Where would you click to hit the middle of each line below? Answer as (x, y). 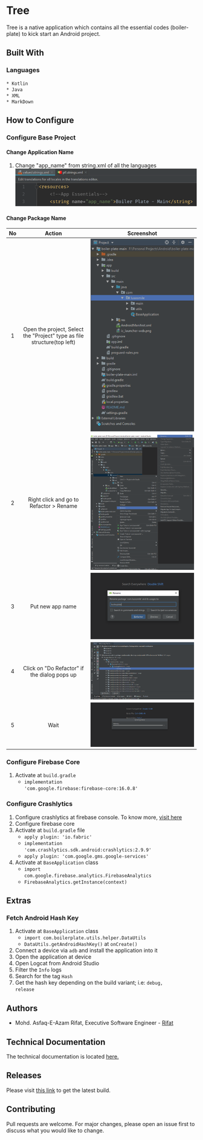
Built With (25, 53)
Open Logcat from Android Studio (57, 963)
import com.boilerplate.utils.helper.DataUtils (85, 938)
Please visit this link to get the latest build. (58, 1090)
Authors (22, 1008)
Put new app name (53, 607)
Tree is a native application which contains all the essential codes (88, 27)
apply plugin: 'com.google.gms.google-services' (86, 856)
